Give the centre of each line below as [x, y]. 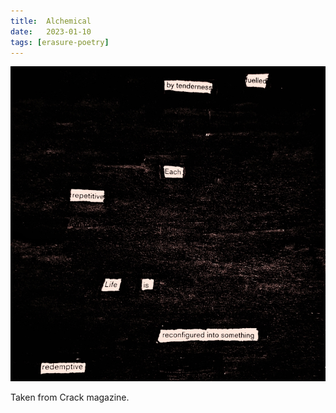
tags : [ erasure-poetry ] [60, 42]
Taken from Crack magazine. [70, 397]
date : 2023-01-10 [51, 31]
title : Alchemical [51, 21]
